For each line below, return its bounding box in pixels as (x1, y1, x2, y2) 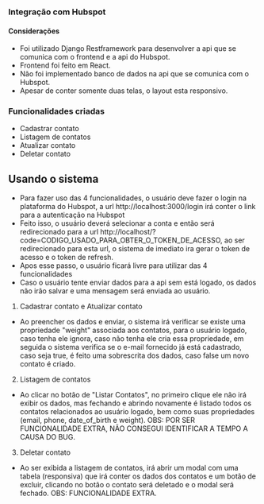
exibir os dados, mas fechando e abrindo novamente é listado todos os (19, 398, 252, 408)
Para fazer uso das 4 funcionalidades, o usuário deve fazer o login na (19, 193, 247, 203)
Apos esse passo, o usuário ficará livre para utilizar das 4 (19, 261, 208, 270)
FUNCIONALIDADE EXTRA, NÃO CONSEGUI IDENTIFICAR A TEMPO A (19, 424, 248, 433)
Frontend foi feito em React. (19, 60, 111, 70)
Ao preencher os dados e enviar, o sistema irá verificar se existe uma (19, 317, 246, 327)
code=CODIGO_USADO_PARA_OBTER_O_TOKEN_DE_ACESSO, (19, 235, 224, 245)
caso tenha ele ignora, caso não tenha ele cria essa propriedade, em (19, 334, 244, 343)
